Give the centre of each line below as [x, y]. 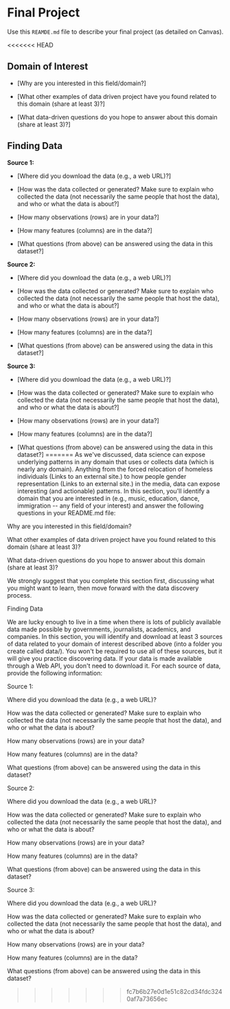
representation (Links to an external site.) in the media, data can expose [118, 484]
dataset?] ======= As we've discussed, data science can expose [111, 454]
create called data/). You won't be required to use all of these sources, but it [115, 651]
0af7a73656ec [147, 999]
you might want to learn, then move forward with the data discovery [103, 588]
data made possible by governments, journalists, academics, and [99, 629]
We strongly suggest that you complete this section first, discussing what [111, 580]
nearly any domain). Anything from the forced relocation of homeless [115, 469]
